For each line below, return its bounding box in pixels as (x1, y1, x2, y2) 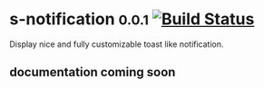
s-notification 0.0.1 (9, 9, 150, 30)
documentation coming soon (9, 65, 176, 80)
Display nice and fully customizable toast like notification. (9, 39, 224, 49)
